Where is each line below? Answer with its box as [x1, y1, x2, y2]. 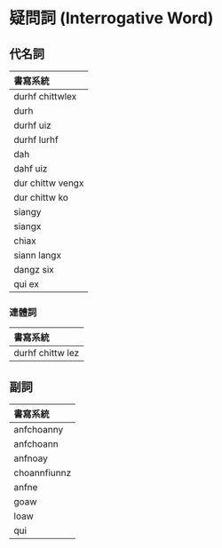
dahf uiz [13, 163, 48, 174]
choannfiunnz [13, 467, 72, 480]
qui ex [13, 278, 40, 290]
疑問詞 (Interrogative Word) [9, 8, 214, 28]
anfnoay [13, 452, 49, 465]
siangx [13, 220, 42, 232]
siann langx [13, 250, 62, 261]
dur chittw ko [13, 192, 69, 203]
